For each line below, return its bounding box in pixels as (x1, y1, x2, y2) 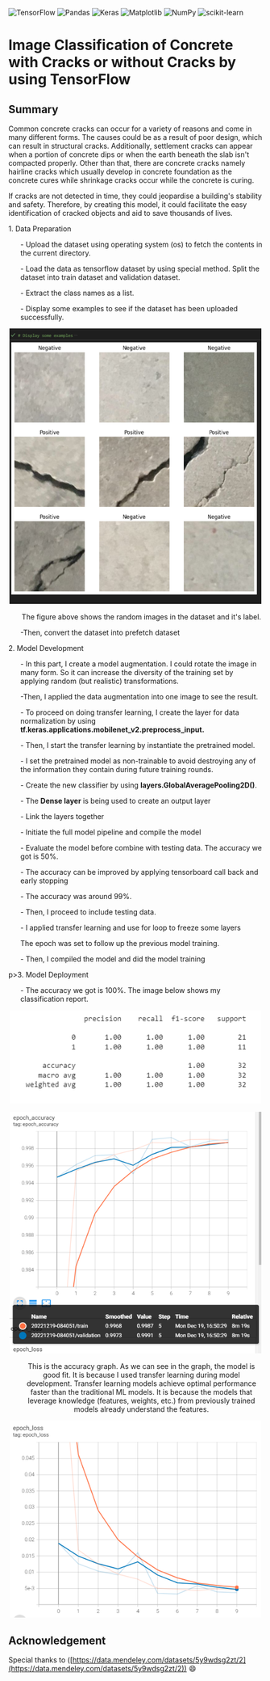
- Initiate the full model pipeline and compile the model (19, 827, 201, 837)
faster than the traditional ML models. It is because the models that (30, 1387, 252, 1397)
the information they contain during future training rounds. (19, 765, 214, 775)
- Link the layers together (19, 812, 105, 821)
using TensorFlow (8, 70, 131, 89)
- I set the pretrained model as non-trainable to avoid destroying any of (19, 756, 256, 766)
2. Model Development (8, 644, 84, 653)
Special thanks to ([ (8, 1655, 73, 1665)
